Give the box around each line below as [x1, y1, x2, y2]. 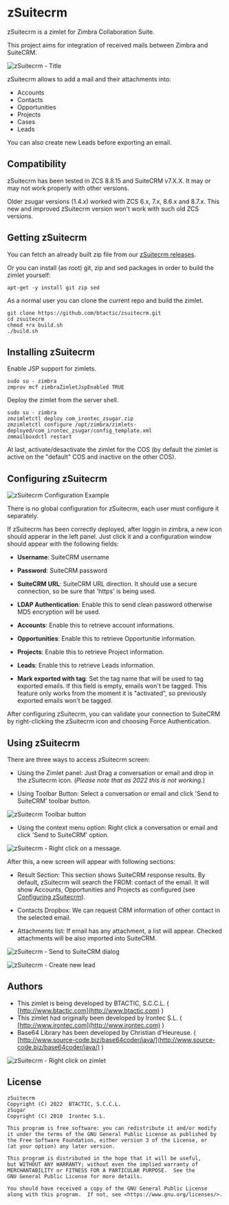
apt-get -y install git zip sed [7, 284, 100, 291]
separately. [7, 512, 39, 520]
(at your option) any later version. [7, 1142, 116, 1150]
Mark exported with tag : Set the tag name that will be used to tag [17, 674, 204, 683]
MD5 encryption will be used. [17, 608, 101, 616]
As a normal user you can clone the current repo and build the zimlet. [7, 296, 204, 305]
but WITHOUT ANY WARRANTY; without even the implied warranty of [7, 1161, 198, 1168]
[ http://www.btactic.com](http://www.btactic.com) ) [17, 1006, 164, 1014]
